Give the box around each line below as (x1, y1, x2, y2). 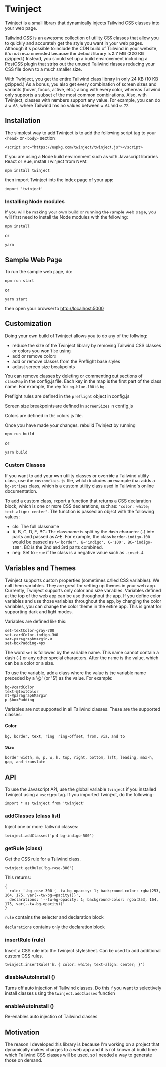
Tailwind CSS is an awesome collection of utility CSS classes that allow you (5, 35, 159, 41)
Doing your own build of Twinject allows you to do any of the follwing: (5, 333, 148, 339)
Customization (5, 320, 52, 328)
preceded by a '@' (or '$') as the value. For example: (5, 675, 113, 681)
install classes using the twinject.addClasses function (5, 990, 115, 996)
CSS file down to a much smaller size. (5, 66, 83, 72)
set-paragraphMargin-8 (5, 637, 52, 641)
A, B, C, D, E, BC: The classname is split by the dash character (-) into (12, 529, 155, 534)
